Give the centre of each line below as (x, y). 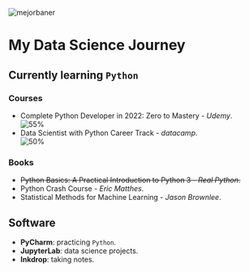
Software (32, 223)
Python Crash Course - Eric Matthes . (82, 189)
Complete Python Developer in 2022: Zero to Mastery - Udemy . (126, 115)
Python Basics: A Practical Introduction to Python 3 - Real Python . (130, 180)
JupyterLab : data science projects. (79, 250)
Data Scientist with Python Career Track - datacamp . (109, 133)
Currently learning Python (74, 75)
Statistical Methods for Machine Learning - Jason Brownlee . (120, 198)
